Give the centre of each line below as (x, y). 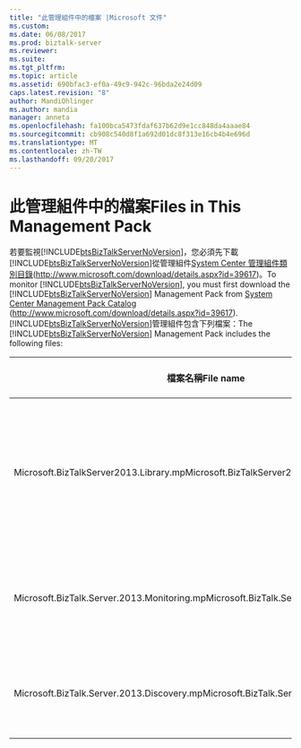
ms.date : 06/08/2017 (48, 34)
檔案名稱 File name (206, 378)
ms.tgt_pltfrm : (38, 68)
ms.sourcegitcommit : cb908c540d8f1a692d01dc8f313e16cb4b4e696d (130, 135)
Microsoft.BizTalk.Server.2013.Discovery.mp (108, 693)
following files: (36, 344)
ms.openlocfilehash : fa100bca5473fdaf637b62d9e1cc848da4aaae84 (130, 126)
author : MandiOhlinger (52, 101)
